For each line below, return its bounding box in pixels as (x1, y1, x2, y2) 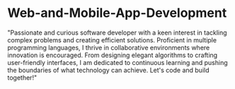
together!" (7, 73, 38, 82)
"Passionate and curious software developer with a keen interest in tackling (7, 28, 228, 37)
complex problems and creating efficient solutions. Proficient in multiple (7, 35, 217, 44)
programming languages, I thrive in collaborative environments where (7, 43, 210, 52)
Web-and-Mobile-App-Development (7, 5, 227, 21)
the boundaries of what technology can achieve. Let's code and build (7, 66, 210, 74)
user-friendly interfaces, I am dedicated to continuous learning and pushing (7, 58, 228, 66)
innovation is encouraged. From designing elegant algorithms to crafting (7, 51, 218, 59)
